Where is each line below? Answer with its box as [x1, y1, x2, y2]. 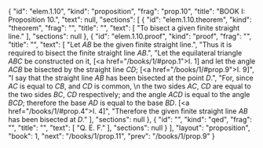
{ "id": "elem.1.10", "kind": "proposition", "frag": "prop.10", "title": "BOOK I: [8, 7, 246, 16]
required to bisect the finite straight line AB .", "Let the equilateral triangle [8, 49, 243, 57]
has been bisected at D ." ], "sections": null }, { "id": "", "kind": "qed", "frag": [8, 115, 253, 124]
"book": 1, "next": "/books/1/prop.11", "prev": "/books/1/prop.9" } [8, 132, 216, 140]
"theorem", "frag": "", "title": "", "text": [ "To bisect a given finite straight [8, 23, 240, 32]
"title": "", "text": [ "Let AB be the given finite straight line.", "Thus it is [8, 40, 232, 49]
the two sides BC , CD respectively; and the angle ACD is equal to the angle [8, 90, 250, 99]
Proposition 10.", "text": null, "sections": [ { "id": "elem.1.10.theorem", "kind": [8, 15, 252, 24]
